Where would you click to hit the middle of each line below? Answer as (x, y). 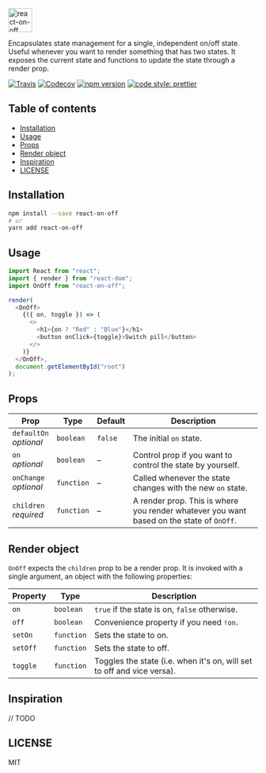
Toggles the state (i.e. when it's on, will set (173, 660)
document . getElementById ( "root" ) (70, 367)
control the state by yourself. (186, 465)
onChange (28, 478)
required (28, 515)
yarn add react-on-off (46, 228)
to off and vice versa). (135, 671)
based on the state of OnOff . (184, 521)
